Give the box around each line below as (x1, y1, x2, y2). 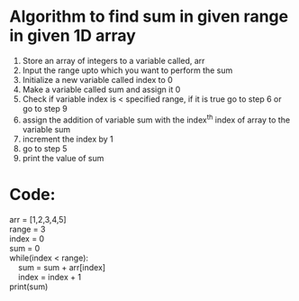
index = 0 (9, 233, 45, 244)
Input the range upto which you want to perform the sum (22, 65, 233, 76)
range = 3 (9, 223, 46, 234)
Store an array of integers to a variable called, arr (22, 55, 205, 66)
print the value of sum (22, 152, 104, 163)
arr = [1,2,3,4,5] (9, 214, 67, 224)
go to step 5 (22, 142, 68, 154)
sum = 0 (9, 242, 41, 253)
